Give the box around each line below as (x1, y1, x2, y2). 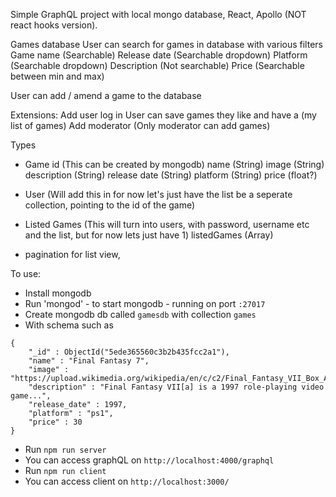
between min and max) (10, 70, 105, 82)
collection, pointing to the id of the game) (24, 199, 196, 211)
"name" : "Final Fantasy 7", (28, 356, 150, 366)
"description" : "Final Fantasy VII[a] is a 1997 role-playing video (28, 382, 325, 392)
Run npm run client (24, 465, 107, 476)
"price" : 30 (28, 417, 83, 427)
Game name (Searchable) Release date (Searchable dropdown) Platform (10, 49, 308, 61)
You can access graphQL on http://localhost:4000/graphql (24, 454, 275, 466)
